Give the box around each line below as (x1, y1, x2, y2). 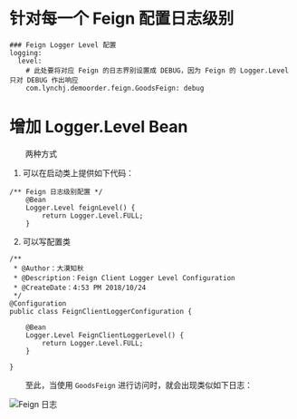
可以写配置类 (22, 236, 71, 247)
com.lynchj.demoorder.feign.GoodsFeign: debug (25, 83, 205, 93)
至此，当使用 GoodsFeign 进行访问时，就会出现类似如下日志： (24, 379, 254, 390)
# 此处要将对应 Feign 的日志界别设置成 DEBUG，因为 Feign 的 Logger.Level (25, 65, 290, 75)
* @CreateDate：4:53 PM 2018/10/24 (13, 283, 147, 292)
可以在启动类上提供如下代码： (22, 167, 134, 178)
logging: (9, 48, 43, 57)
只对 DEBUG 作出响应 (9, 75, 79, 84)
